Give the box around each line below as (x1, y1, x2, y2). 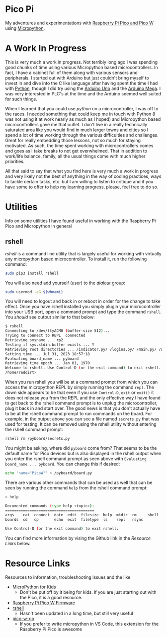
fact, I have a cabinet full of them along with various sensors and (5, 70, 138, 76)
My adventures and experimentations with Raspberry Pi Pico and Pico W (5, 20, 154, 26)
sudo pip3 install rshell (5, 271, 59, 276)
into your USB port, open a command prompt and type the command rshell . (5, 309, 162, 315)
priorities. (5, 158, 25, 164)
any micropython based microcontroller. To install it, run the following (5, 256, 147, 262)
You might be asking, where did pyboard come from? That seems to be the (5, 445, 157, 451)
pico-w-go (12, 615, 35, 622)
